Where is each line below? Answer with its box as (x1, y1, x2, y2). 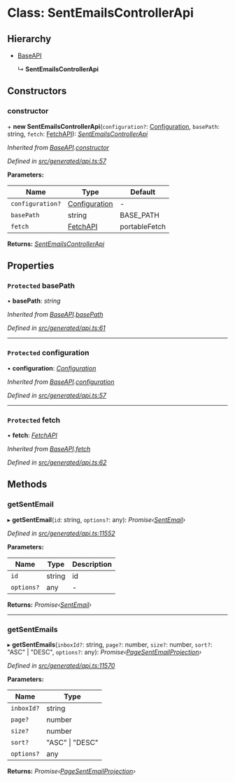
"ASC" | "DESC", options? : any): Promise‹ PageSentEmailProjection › (7, 647, 201, 656)
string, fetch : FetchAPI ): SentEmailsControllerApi (7, 130, 148, 138)
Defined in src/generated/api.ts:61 (7, 324, 106, 332)
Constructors (7, 85, 67, 97)
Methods (7, 479, 48, 491)
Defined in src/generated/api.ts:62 (7, 458, 107, 467)
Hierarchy (7, 33, 52, 45)
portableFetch (120, 221, 166, 231)
